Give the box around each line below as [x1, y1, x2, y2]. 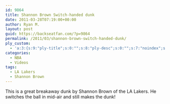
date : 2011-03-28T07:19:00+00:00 [5, 17, 77, 22]
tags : [5, 65, 17, 70]
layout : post [5, 27, 33, 32]
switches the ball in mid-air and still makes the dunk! [5, 93, 116, 100]
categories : [5, 50, 31, 55]
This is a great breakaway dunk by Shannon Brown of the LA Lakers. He [5, 88, 157, 94]
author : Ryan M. [5, 22, 40, 27]
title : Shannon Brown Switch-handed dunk [5, 12, 95, 17]
